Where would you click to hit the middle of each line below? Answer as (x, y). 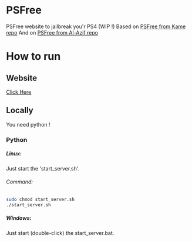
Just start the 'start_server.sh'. (43, 168)
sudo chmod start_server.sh (41, 199)
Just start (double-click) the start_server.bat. (60, 233)
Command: (20, 182)
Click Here (19, 92)
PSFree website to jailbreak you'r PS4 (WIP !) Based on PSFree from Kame (96, 26)
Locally (20, 110)
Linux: (14, 154)
